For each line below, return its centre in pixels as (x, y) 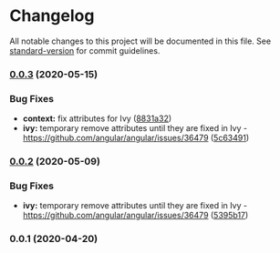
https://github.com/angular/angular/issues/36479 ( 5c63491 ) (136, 138)
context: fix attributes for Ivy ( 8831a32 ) (97, 118)
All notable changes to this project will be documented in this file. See (140, 41)
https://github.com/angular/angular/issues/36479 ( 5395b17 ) (135, 216)
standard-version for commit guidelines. (85, 50)
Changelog (52, 16)
